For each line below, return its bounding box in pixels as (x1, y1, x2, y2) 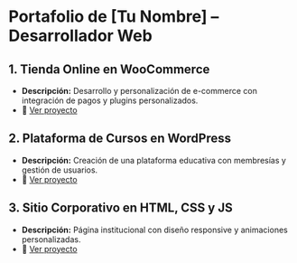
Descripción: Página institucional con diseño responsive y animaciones (21, 224, 288, 235)
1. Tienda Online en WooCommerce (8, 61, 210, 77)
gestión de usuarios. (21, 164, 98, 175)
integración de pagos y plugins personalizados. (21, 95, 199, 106)
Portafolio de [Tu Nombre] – (8, 6, 219, 27)
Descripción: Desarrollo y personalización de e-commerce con (21, 86, 258, 96)
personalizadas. (21, 233, 81, 245)
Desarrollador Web (8, 25, 153, 46)
